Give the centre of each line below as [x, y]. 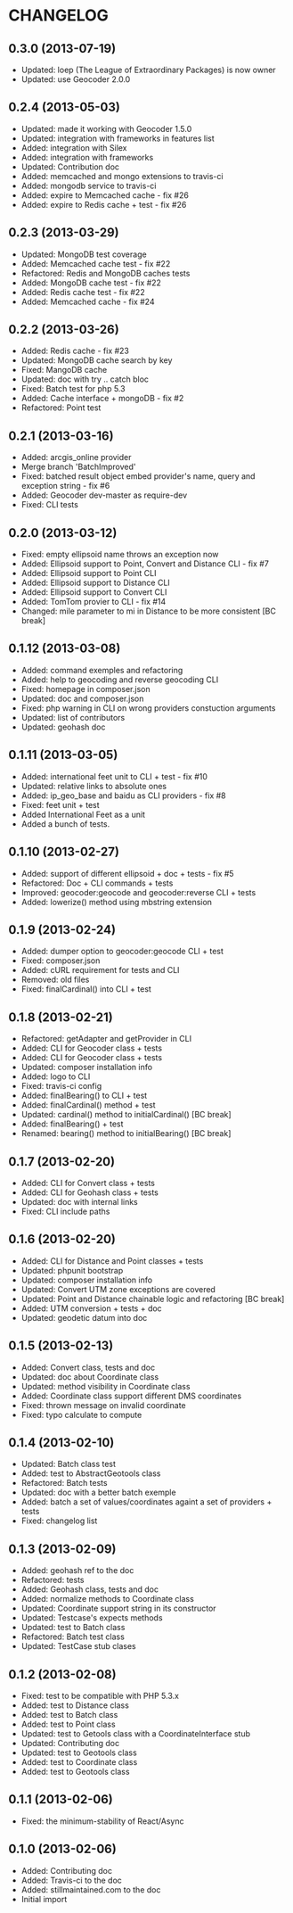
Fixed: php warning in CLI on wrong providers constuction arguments [148, 708]
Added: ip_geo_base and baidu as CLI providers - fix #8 [123, 796]
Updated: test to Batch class [73, 1628]
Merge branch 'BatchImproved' [78, 467]
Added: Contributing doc [67, 1870]
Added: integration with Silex [74, 147]
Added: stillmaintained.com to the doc [91, 1889]
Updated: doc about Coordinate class [90, 1377]
